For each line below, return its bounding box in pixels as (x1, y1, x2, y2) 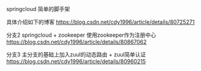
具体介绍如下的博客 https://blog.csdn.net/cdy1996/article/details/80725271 (6, 18, 195, 26)
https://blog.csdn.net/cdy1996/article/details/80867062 (6, 39, 147, 45)
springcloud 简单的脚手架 (6, 6, 70, 12)
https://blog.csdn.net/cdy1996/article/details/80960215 (6, 58, 146, 65)
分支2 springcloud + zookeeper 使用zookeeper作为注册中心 (6, 31, 156, 39)
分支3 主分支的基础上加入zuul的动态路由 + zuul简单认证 (6, 51, 147, 58)
